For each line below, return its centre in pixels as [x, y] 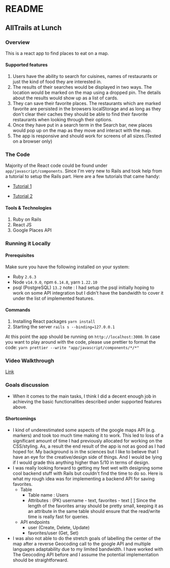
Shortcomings [21, 419]
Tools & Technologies [29, 208]
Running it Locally [28, 243]
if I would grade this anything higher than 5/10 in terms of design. [81, 462]
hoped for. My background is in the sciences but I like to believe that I [86, 451]
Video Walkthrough [30, 360]
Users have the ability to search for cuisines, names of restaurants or [85, 76]
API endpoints [35, 522]
